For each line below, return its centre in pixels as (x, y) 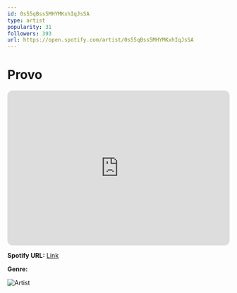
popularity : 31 (30, 27)
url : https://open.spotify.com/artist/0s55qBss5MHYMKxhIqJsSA (101, 40)
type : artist (26, 20)
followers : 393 (30, 33)
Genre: (18, 269)
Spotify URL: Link (33, 256)
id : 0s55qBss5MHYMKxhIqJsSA (49, 14)
